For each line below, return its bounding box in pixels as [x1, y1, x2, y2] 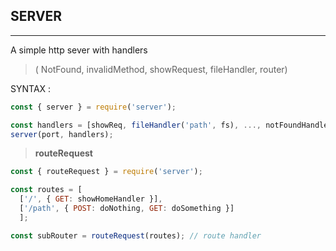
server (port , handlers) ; [10, 129, 114, 139]
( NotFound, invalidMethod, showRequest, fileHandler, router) [34, 63, 288, 75]
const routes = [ [10, 185, 83, 195]
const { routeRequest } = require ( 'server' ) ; [10, 167, 203, 177]
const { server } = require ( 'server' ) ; [10, 102, 177, 112]
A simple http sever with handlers [10, 44, 148, 56]
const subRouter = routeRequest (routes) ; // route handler [10, 230, 262, 241]
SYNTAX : [10, 82, 52, 94]
